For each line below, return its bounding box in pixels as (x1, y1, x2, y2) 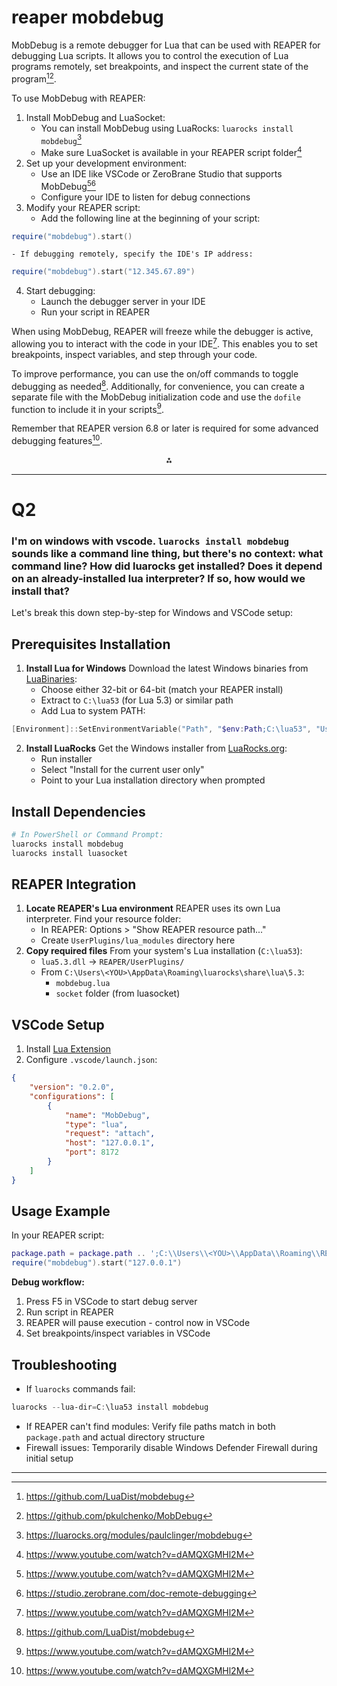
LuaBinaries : (25, 673, 78, 685)
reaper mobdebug (11, 6, 164, 29)
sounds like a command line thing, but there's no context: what (11, 547, 324, 561)
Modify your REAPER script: (25, 201, 141, 213)
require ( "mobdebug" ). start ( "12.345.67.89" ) (11, 267, 196, 277)
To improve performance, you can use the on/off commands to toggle (11, 367, 299, 380)
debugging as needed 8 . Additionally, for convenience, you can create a (11, 378, 305, 392)
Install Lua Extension (25, 1043, 112, 1055)
